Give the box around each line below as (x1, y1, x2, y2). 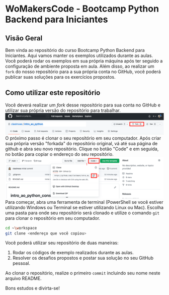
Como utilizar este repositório (5, 89, 101, 97)
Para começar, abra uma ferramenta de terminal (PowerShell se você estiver (5, 199, 163, 205)
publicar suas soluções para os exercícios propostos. (5, 74, 116, 80)
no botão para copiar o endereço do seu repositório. (5, 151, 114, 157)
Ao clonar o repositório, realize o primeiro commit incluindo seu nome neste (5, 270, 160, 276)
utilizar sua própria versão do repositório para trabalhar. (5, 107, 121, 113)
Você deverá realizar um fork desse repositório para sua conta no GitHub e (5, 102, 161, 108)
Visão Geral (5, 34, 43, 42)
